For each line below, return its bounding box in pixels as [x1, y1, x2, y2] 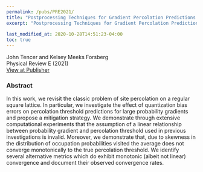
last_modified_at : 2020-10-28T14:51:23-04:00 [6, 31, 123, 37]
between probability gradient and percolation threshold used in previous [6, 127, 186, 135]
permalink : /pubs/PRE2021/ [6, 8, 74, 15]
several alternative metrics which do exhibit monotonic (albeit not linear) [6, 153, 186, 160]
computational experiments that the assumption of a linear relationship [6, 121, 182, 128]
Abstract [6, 81, 33, 89]
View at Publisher [6, 66, 50, 73]
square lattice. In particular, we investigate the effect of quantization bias [6, 101, 187, 109]
